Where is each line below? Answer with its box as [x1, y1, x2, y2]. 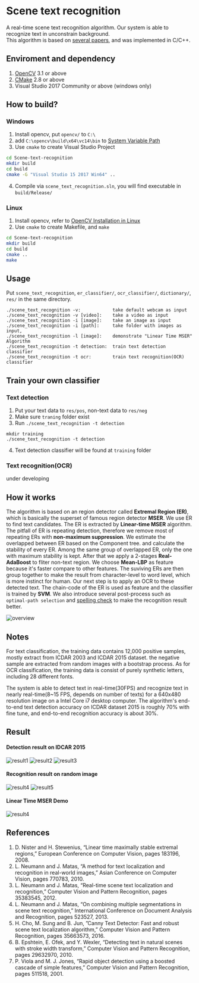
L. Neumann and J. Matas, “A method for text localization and [14, 862, 165, 870]
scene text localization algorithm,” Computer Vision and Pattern [14, 926, 170, 933]
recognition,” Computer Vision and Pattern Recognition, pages [14, 888, 168, 895]
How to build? [6, 99, 58, 110]
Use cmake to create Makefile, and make [14, 223, 110, 230]
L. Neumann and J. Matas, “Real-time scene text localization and [14, 881, 173, 888]
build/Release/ [14, 189, 53, 196]
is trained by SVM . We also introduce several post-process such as [6, 591, 171, 598]
